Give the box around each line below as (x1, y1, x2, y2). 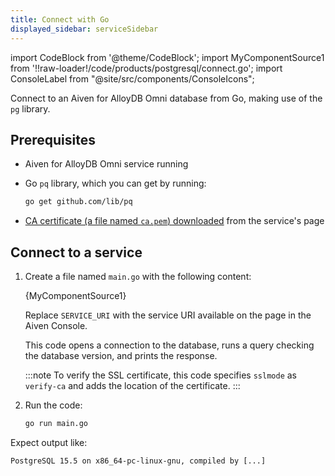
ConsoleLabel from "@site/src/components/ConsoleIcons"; (10, 72, 255, 85)
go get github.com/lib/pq (24, 197, 133, 207)
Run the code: (24, 399, 83, 411)
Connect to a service (10, 244, 143, 261)
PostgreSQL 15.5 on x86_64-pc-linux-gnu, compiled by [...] (10, 456, 267, 466)
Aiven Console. (24, 320, 88, 331)
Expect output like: (10, 436, 88, 448)
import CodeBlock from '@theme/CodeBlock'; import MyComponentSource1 (10, 51, 325, 63)
